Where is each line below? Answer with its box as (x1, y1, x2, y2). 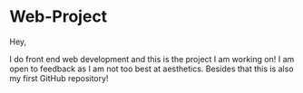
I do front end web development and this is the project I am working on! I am (9, 53, 295, 64)
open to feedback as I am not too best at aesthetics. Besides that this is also (9, 63, 294, 74)
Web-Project (9, 6, 108, 27)
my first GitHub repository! (9, 72, 109, 83)
